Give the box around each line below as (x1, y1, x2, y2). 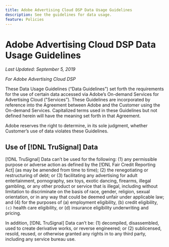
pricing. (5, 210, 21, 216)
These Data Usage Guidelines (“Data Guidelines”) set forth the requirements (5, 86, 164, 92)
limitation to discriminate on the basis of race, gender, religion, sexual (5, 189, 150, 195)
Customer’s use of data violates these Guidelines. (5, 128, 109, 134)
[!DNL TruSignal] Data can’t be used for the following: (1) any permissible (5, 156, 157, 162)
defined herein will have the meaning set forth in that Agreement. (5, 113, 141, 119)
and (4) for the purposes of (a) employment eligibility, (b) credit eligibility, (5, 199, 158, 205)
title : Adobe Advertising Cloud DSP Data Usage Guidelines (5, 7, 133, 13)
